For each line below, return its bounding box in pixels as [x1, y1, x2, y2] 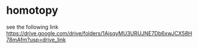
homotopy [6, 4, 59, 17]
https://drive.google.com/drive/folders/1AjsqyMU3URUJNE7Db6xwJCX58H [6, 29, 193, 36]
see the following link [6, 23, 59, 30]
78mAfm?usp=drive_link [6, 36, 66, 43]
